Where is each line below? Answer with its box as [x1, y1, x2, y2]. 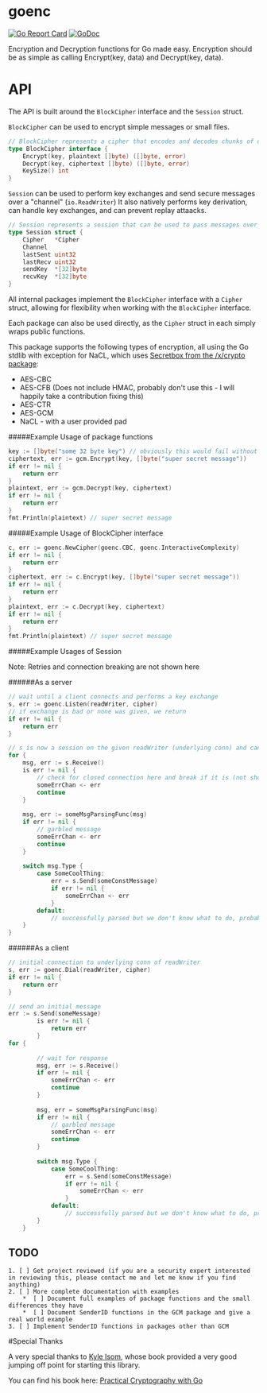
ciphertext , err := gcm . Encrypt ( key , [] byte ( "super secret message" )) [8, 455, 247, 462]
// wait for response [37, 1054, 109, 1062]
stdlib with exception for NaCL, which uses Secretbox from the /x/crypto [8, 350, 246, 360]
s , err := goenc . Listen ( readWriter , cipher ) [8, 700, 158, 708]
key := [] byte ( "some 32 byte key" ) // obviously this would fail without [8, 447, 258, 455]
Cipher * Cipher [22, 235, 80, 244]
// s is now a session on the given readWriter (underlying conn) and [8, 744, 247, 753]
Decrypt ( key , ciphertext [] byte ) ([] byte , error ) [22, 160, 191, 168]
